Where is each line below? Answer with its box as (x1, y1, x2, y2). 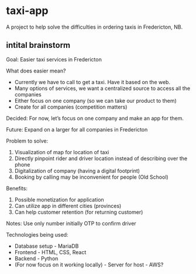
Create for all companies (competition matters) (14, 103, 128, 110)
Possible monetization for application (14, 196, 104, 203)
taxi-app (6, 4, 49, 18)
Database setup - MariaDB (14, 242, 79, 249)
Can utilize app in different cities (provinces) (14, 202, 122, 209)
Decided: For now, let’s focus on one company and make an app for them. (6, 115, 184, 122)
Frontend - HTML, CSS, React (14, 248, 87, 255)
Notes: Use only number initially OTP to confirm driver (6, 220, 136, 227)
